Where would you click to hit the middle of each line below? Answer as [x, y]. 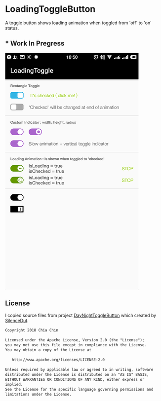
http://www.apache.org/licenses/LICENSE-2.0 [58, 360]
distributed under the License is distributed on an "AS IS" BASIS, [77, 374]
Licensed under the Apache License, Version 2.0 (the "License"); [75, 340]
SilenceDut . [17, 320]
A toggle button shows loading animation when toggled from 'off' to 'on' [78, 23]
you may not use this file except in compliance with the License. [76, 345]
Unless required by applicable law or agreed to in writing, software [79, 369]
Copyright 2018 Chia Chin [32, 330]
